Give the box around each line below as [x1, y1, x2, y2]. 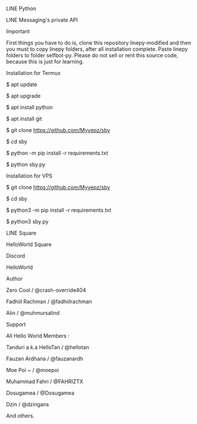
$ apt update [6, 81, 37, 88]
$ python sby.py [6, 161, 45, 167]
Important [6, 28, 30, 35]
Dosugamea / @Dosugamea [6, 389, 75, 396]
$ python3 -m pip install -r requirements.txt [6, 206, 111, 213]
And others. [6, 412, 35, 419]
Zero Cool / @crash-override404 [6, 287, 87, 294]
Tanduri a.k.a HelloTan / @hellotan [6, 344, 90, 350]
